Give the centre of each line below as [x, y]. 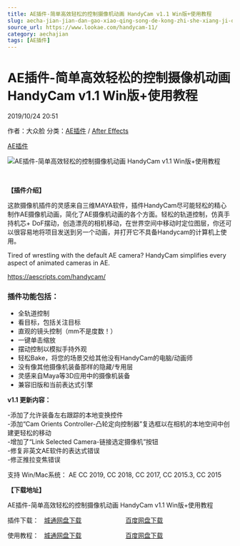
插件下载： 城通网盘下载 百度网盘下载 [85, 520]
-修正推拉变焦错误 [34, 460]
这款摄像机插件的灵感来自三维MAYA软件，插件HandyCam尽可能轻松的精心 [117, 206]
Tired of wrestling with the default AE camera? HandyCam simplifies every [117, 256]
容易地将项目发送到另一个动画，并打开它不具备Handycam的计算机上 [120, 232]
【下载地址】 [26, 490]
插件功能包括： [33, 296]
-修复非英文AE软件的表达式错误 [54, 451]
